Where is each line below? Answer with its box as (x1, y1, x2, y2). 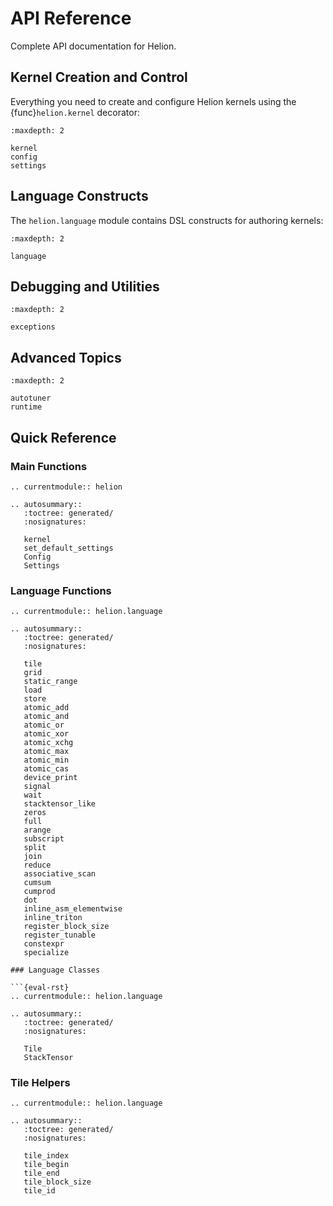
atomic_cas (23, 764, 70, 774)
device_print (23, 773, 78, 783)
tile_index (23, 1151, 70, 1161)
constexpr (23, 939, 65, 949)
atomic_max (23, 747, 70, 757)
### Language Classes (10, 965, 101, 976)
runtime (10, 402, 43, 412)
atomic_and (23, 712, 70, 722)
